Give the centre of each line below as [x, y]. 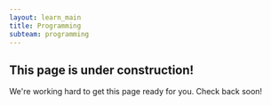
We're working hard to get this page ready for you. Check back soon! [136, 92]
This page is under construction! [101, 70]
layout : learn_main [45, 17]
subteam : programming [49, 34]
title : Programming [45, 26]
